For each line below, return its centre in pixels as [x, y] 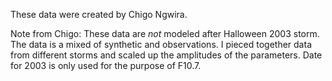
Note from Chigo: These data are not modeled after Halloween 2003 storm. [165, 33]
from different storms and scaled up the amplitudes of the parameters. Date [166, 55]
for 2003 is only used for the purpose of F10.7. [106, 65]
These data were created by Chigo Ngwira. [99, 14]
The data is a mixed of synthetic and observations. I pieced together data [161, 44]
